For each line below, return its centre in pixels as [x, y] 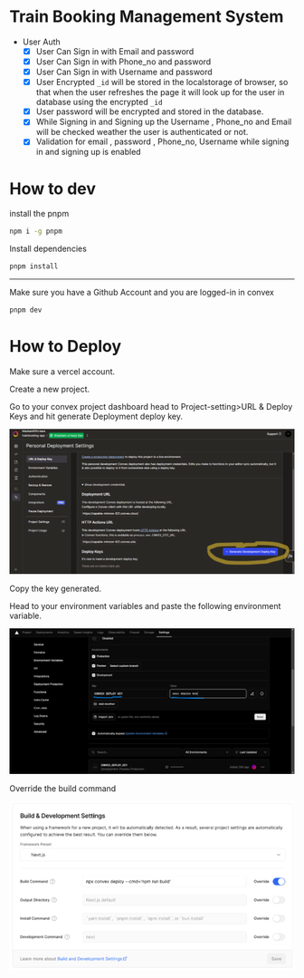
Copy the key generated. [56, 589]
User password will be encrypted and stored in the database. [150, 111]
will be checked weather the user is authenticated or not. [142, 132]
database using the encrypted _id [99, 102]
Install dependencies [48, 249]
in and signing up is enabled [89, 152]
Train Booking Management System [147, 17]
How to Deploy [66, 347]
